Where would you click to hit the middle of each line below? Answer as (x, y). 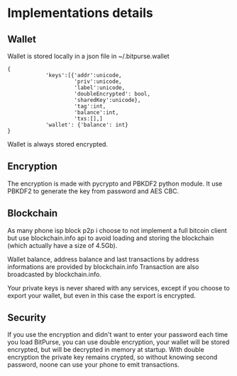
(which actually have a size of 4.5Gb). (62, 245)
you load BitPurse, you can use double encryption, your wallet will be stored (118, 342)
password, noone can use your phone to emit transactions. (93, 365)
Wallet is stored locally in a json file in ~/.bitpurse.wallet (88, 56)
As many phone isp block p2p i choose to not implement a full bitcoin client (117, 230)
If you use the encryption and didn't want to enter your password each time (118, 335)
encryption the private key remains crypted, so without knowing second (112, 357)
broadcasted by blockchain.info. (54, 274)
